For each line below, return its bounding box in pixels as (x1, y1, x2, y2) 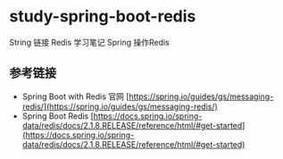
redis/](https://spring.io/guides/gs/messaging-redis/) (21, 101, 219, 112)
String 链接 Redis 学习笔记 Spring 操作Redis (9, 37, 170, 47)
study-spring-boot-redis (9, 6, 196, 27)
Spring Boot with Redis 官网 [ (21, 91, 129, 102)
